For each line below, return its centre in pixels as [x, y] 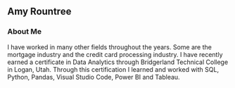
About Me [25, 32]
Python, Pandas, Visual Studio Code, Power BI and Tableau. [94, 77]
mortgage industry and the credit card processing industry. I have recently [115, 54]
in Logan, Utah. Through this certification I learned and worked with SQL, [113, 69]
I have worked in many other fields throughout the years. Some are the [110, 47]
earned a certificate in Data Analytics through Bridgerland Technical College [118, 62]
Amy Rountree [39, 12]
